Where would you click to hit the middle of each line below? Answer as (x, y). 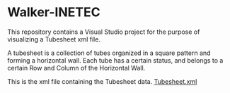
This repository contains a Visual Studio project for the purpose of (104, 32)
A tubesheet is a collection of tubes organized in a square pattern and (109, 53)
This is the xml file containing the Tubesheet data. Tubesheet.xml (102, 81)
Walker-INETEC (54, 12)
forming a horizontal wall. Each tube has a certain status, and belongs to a (115, 60)
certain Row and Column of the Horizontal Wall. (76, 68)
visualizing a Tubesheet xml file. (54, 39)
